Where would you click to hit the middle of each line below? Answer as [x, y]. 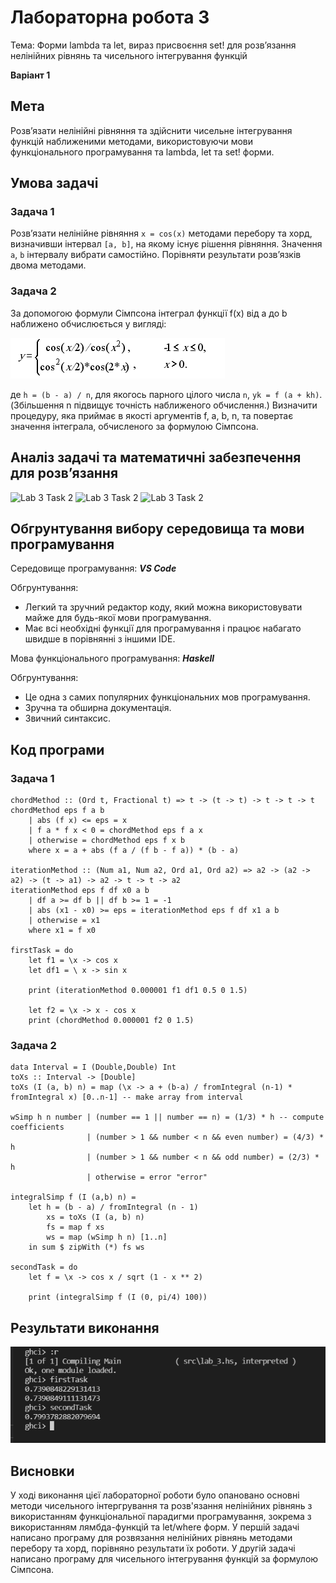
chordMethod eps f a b [57, 811]
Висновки [42, 1471]
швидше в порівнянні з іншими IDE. [100, 639]
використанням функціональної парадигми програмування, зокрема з [161, 1517]
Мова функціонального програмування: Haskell [112, 658]
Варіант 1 [30, 75]
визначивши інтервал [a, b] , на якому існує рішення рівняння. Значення [166, 244]
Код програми [57, 749]
